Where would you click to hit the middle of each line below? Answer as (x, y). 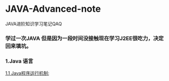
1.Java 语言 (19, 61)
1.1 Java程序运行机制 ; (27, 73)
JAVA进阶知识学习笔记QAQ (34, 24)
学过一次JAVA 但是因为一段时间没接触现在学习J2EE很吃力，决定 (84, 38)
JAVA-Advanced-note (53, 9)
